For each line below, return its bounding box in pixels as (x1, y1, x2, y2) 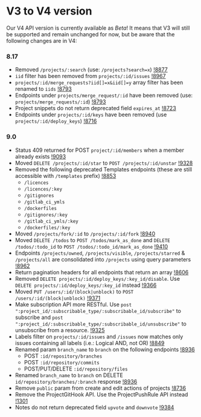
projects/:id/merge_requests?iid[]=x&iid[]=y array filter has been (14, 79, 183, 86)
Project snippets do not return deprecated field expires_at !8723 (14, 105, 176, 112)
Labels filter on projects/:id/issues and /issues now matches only (14, 333, 183, 340)
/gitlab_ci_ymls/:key (24, 218, 78, 225)
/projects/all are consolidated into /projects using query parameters (14, 255, 191, 263)
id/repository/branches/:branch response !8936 (14, 378, 138, 385)
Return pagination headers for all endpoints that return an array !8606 (14, 268, 189, 276)
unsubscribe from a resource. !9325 (14, 326, 105, 333)
